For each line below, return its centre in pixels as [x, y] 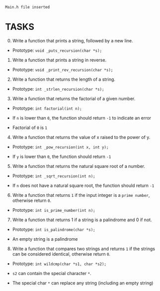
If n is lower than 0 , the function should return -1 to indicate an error [82, 118]
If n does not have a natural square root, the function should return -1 [83, 185]
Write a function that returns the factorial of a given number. [74, 98]
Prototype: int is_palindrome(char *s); [54, 229]
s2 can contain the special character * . [52, 273]
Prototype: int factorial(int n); [47, 108]
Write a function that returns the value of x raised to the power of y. [81, 137]
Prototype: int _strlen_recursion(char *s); [58, 89]
